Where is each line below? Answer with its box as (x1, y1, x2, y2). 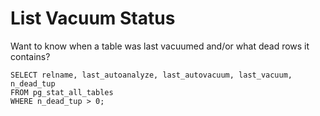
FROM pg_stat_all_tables (10, 87, 114, 97)
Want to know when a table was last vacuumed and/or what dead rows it (10, 40, 310, 52)
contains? (10, 50, 51, 62)
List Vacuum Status (10, 7, 176, 30)
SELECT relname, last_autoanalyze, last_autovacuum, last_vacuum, (10, 70, 293, 80)
